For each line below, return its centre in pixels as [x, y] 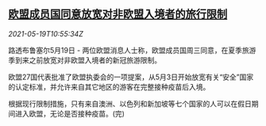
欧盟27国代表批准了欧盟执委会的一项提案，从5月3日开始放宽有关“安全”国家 [131, 77]
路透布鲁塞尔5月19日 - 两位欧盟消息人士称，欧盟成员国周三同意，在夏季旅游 [132, 50]
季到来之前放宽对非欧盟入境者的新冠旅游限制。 [85, 60]
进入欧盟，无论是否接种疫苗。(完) [70, 113]
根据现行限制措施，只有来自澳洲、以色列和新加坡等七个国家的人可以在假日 [130, 103]
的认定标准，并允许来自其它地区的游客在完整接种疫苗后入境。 [109, 86]
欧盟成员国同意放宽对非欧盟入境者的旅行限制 [118, 14]
